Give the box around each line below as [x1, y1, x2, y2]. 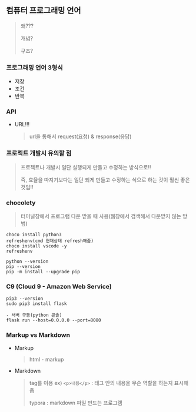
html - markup [29, 356, 64, 363]
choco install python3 [6, 232, 62, 237]
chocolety [6, 199, 36, 207]
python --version [6, 259, 49, 264]
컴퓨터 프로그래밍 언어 [6, 5, 81, 16]
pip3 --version [6, 296, 44, 302]
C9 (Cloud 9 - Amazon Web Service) [6, 282, 112, 290]
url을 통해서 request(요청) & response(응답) [29, 133, 132, 140]
